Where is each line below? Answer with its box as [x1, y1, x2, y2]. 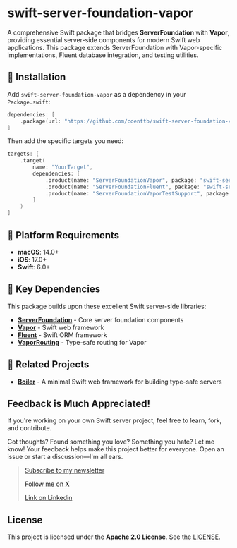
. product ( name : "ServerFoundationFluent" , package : [44, 183, 200, 190]
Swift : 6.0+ [17, 262, 51, 271]
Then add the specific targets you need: [7, 137, 124, 145]
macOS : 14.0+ [17, 248, 59, 256]
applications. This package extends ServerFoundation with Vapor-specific [7, 43, 223, 51]
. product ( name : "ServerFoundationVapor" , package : [44, 176, 197, 184]
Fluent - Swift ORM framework [17, 330, 107, 339]
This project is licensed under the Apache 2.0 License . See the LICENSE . [7, 532, 221, 541]
